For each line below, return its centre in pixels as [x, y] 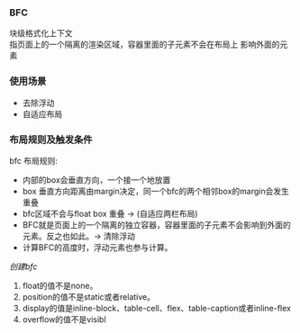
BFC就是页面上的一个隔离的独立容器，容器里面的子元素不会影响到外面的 [156, 225]
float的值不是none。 [60, 285]
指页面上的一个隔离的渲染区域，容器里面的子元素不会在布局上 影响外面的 [145, 45]
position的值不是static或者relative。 [89, 297]
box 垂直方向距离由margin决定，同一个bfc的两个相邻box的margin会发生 [156, 191]
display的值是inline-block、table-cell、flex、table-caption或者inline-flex [156, 308]
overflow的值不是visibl [64, 319]
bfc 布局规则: [34, 160]
